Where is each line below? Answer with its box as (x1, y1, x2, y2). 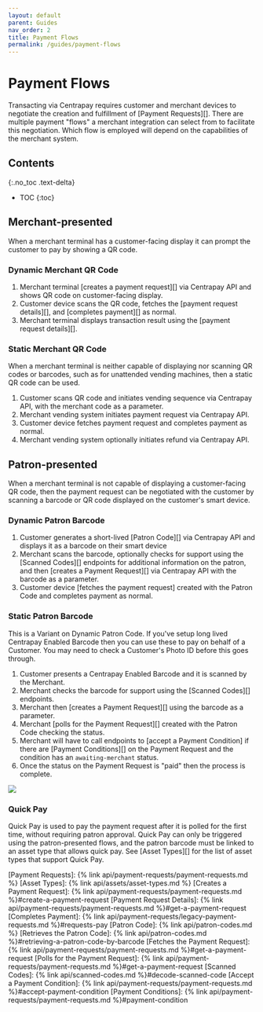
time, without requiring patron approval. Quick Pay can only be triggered (8, 830, 242, 839)
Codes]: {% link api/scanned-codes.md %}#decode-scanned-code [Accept (8, 970, 254, 979)
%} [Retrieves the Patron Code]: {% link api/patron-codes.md (8, 928, 207, 937)
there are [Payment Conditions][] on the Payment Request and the (19, 744, 234, 753)
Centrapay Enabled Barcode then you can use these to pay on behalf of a (8, 637, 246, 647)
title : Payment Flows (8, 33, 79, 42)
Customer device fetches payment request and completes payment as (19, 418, 247, 428)
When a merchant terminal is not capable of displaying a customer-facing (8, 478, 246, 488)
